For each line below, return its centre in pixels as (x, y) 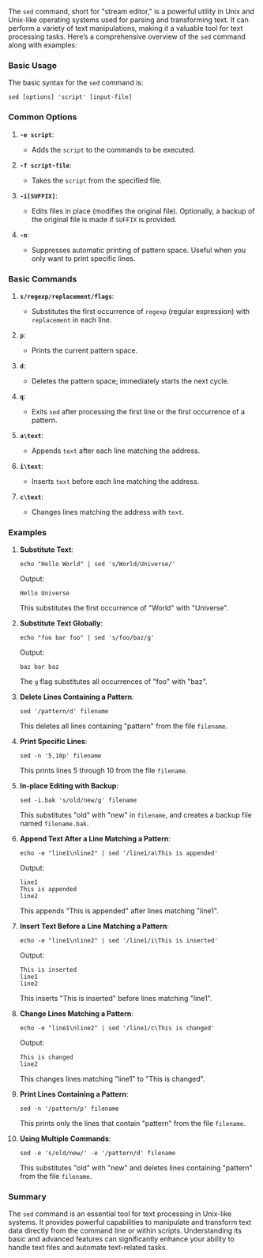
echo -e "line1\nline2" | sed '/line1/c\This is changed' (117, 1028)
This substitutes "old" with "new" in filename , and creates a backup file (136, 815)
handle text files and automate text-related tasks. (88, 1248)
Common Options (43, 117)
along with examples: (43, 45)
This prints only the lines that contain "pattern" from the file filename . (133, 1124)
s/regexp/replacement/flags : (67, 296)
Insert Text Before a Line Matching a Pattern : (94, 926)
